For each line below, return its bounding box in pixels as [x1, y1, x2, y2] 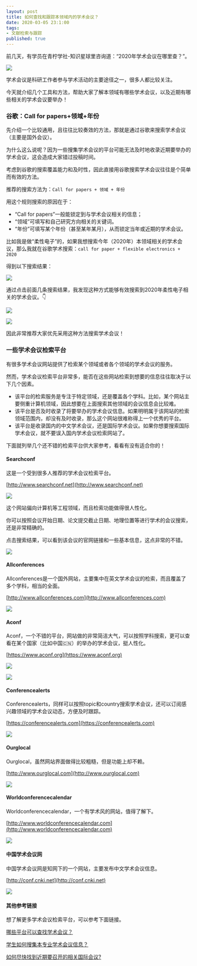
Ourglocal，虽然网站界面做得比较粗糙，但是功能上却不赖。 [6, 758, 148, 765]
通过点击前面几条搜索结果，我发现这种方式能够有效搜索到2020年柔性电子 [6, 286, 184, 293]
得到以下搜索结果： [6, 263, 53, 270]
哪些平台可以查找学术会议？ [6, 928, 73, 936]
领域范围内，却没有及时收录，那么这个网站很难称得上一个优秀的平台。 [14, 415, 185, 422]
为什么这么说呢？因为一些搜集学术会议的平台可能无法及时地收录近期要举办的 [6, 146, 191, 153]
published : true [6, 36, 46, 42]
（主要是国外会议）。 [6, 134, 55, 141]
